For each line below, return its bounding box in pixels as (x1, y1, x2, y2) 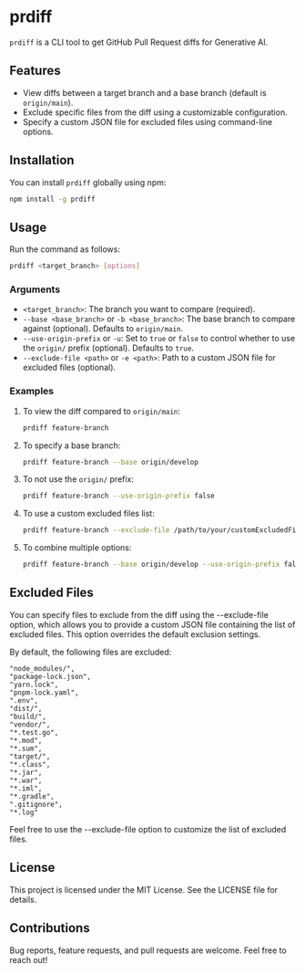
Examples (9, 385, 55, 398)
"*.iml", (9, 783, 43, 793)
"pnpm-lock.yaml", (9, 687, 79, 697)
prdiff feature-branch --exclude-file (22, 526, 170, 535)
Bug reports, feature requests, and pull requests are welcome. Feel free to (9, 945, 287, 956)
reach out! (9, 954, 48, 965)
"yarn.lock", (9, 680, 59, 689)
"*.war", (9, 776, 43, 785)
